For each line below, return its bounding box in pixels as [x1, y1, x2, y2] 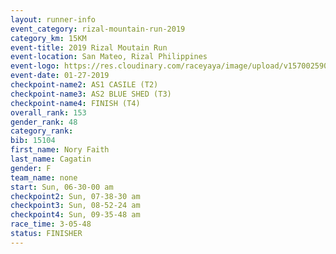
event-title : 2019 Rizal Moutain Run [10, 42, 168, 53]
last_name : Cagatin [10, 154, 92, 164]
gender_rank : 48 [10, 117, 78, 127]
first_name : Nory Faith [10, 145, 110, 155]
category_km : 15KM [10, 33, 87, 43]
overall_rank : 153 [10, 107, 87, 118]
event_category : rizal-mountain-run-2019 [10, 24, 186, 34]
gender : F [10, 163, 52, 173]
